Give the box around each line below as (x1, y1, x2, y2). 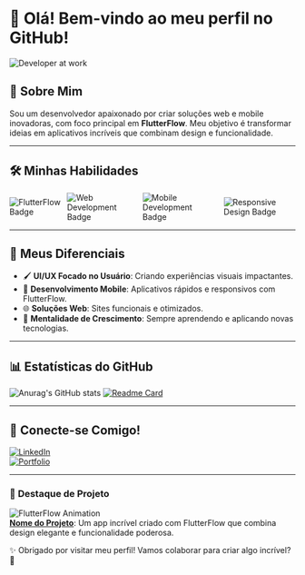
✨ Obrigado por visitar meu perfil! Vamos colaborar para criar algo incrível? (9, 545, 291, 556)
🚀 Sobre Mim (9, 84, 84, 99)
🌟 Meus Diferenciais (9, 245, 125, 262)
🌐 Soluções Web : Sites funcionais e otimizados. (22, 303, 204, 314)
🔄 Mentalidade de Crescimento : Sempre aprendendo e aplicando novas (22, 313, 294, 324)
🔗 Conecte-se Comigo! (9, 422, 141, 438)
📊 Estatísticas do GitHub (9, 359, 153, 374)
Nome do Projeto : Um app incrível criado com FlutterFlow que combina (9, 518, 277, 529)
